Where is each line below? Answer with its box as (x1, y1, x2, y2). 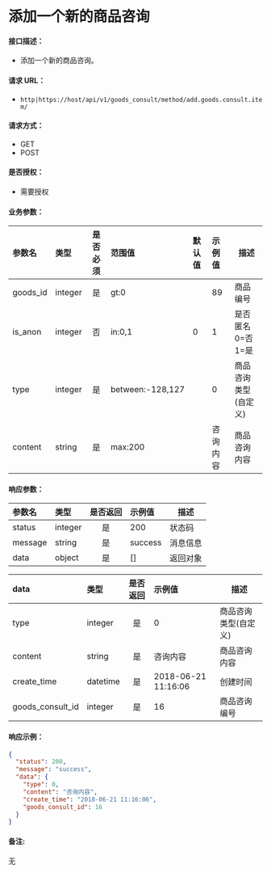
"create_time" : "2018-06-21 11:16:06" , (23, 795, 157, 803)
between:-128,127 (110, 384, 186, 395)
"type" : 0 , (23, 781, 60, 789)
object (55, 552, 79, 563)
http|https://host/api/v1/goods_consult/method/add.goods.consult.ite (19, 95, 263, 103)
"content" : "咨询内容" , (23, 787, 98, 796)
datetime (86, 676, 121, 687)
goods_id (12, 287, 48, 298)
